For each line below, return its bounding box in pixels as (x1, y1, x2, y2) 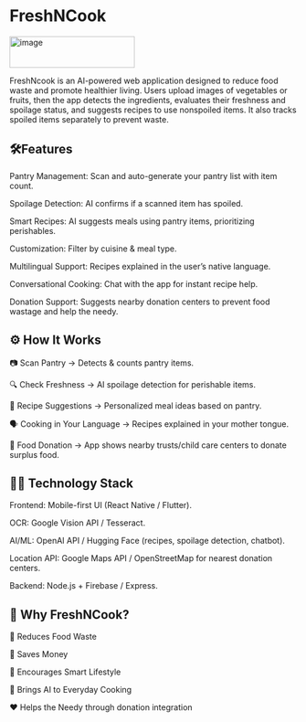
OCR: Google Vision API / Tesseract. (9, 517, 146, 528)
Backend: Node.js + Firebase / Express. (9, 580, 158, 591)
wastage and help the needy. (9, 305, 119, 316)
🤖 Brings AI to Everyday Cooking (9, 685, 132, 695)
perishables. (9, 225, 57, 236)
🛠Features (9, 142, 73, 157)
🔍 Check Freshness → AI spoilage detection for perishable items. (9, 378, 257, 389)
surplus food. (9, 449, 59, 460)
